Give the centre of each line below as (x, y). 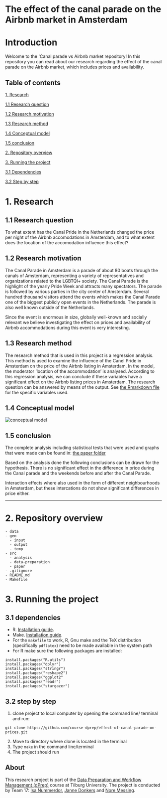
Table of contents (33, 82)
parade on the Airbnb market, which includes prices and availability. (75, 67)
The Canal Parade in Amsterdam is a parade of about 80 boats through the (82, 270)
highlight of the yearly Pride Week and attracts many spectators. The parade (83, 286)
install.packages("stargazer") (38, 686)
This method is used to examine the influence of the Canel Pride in (73, 360)
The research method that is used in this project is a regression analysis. (79, 355)
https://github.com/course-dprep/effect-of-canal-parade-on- (92, 728)
